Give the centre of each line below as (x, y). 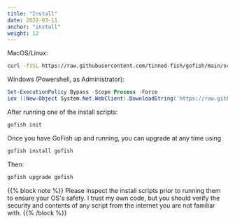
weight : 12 (23, 33)
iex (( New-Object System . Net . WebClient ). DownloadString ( (92, 99)
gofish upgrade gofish (40, 177)
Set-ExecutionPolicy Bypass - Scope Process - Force (83, 92)
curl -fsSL (23, 66)
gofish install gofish (40, 151)
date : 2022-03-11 (33, 20)
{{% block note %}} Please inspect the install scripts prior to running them (114, 190)
